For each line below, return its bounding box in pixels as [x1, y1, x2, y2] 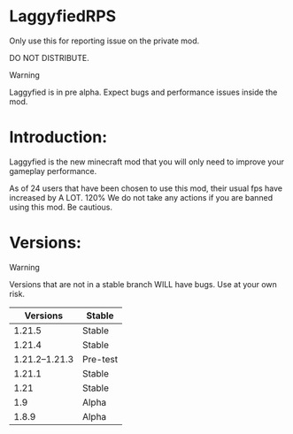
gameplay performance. [9, 165, 97, 176]
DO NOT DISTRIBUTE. [9, 52, 90, 63]
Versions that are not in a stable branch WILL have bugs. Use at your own [9, 278, 277, 289]
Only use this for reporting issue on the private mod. [9, 35, 200, 46]
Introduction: [9, 127, 108, 148]
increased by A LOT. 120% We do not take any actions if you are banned [9, 192, 274, 202]
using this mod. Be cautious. [9, 202, 113, 212]
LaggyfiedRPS [9, 6, 117, 27]
